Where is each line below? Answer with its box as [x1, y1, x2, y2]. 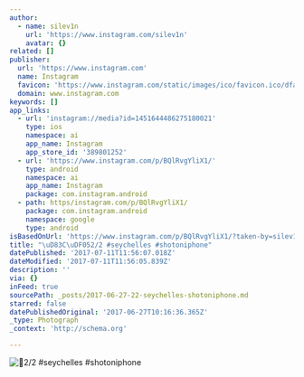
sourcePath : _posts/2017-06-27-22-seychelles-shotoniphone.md [9, 290, 249, 299]
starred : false [9, 299, 67, 308]
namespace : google [25, 214, 95, 224]
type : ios [25, 123, 63, 132]
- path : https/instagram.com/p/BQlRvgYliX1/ [17, 198, 188, 208]
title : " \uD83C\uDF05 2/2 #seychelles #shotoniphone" [9, 240, 213, 250]
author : [9, 13, 39, 23]
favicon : [17, 80, 51, 90]
